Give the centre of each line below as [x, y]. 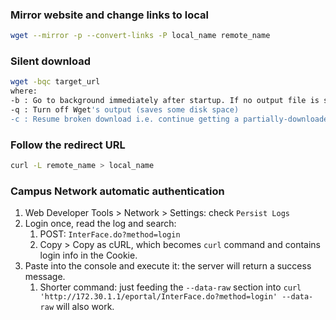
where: [24, 91]
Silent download [51, 61]
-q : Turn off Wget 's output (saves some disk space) [125, 110]
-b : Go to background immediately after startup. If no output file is [165, 101]
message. [45, 277]
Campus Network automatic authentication [117, 191]
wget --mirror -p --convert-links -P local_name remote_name [140, 36]
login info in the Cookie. [88, 255]
